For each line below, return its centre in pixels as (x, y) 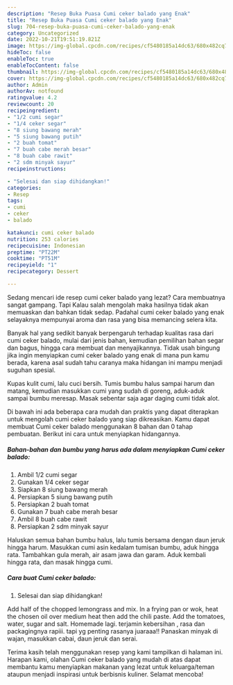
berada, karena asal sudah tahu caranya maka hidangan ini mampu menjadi (115, 362)
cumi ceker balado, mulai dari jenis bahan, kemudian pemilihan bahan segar (115, 340)
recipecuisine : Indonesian (46, 245)
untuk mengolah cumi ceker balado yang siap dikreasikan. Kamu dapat (109, 419)
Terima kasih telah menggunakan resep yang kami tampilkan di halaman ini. (115, 652)
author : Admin (28, 85)
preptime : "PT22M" (34, 252)
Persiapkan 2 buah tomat (53, 504)
